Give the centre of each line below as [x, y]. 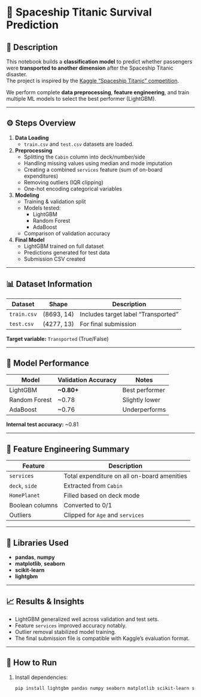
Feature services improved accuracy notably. [71, 625]
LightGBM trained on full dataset [64, 246]
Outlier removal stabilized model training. [66, 632]
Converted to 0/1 [88, 505]
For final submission [108, 324]
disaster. [17, 74]
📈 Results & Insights [45, 602]
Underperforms [144, 409]
